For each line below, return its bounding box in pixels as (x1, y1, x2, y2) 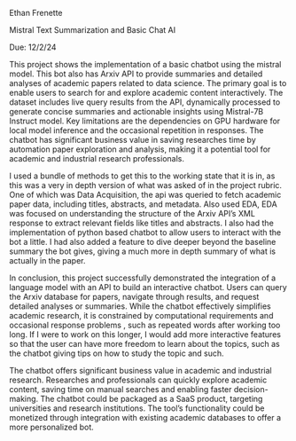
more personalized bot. (9, 421, 95, 432)
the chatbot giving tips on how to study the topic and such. (9, 348, 224, 358)
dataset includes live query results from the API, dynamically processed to (9, 97, 281, 107)
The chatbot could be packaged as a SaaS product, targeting (40, 394, 263, 404)
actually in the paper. (9, 256, 86, 265)
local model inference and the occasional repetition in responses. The (9, 125, 264, 136)
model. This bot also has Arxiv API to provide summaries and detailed (9, 68, 263, 79)
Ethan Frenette (9, 8, 64, 18)
